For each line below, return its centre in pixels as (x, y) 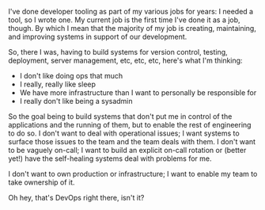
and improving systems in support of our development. (98, 36)
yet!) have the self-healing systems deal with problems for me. (110, 158)
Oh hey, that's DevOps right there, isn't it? (76, 198)
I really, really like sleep (58, 84)
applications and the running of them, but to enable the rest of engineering (130, 125)
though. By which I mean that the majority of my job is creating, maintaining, (132, 28)
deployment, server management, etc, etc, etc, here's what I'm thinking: (125, 60)
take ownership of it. (42, 182)
